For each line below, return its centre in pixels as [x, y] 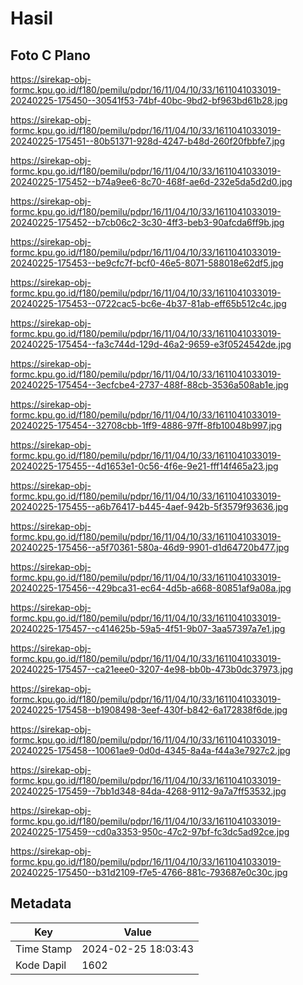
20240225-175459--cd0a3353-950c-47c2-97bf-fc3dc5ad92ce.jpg [150, 831]
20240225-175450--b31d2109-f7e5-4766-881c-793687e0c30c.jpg [149, 872]
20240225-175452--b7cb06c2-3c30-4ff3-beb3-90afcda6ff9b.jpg [147, 222]
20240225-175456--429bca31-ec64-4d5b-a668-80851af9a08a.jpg [151, 588]
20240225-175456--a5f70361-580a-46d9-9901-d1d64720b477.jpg [150, 547]
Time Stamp [44, 949]
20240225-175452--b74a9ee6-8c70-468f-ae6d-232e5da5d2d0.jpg [151, 181]
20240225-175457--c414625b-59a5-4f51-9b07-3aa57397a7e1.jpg [148, 628]
